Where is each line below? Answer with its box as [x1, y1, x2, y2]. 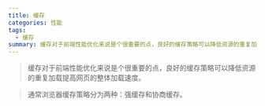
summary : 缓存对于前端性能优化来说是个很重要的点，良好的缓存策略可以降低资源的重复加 [8, 41, 258, 49]
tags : [8, 26, 26, 34]
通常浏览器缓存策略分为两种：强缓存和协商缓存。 [27, 90, 187, 99]
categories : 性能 [8, 19, 63, 27]
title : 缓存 [8, 11, 45, 20]
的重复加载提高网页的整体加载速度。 [27, 73, 146, 82]
